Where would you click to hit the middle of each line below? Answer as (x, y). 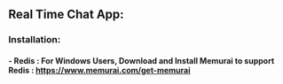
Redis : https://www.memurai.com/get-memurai (99, 70)
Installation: (35, 40)
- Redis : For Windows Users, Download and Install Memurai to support (141, 60)
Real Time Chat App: (67, 15)
